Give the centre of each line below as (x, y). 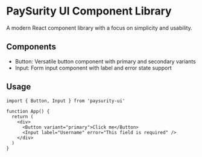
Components (31, 47)
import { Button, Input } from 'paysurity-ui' (66, 101)
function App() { (28, 111)
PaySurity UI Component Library (89, 11)
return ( (23, 117)
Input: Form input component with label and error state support (93, 68)
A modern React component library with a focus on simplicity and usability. (99, 28)
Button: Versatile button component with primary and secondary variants (105, 61)
